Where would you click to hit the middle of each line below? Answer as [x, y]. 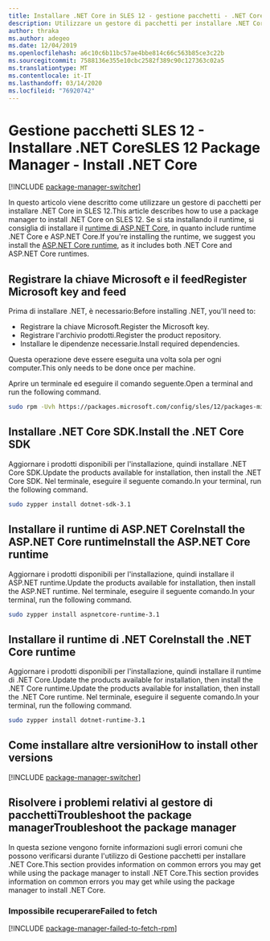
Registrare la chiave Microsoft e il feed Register [128, 279]
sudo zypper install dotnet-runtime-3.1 [77, 720]
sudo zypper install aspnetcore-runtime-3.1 [84, 614]
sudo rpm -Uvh [32, 407]
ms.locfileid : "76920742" [51, 91]
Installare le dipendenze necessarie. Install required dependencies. [130, 344]
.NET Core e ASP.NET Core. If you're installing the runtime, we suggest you [132, 237]
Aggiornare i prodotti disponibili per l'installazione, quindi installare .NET [128, 464]
